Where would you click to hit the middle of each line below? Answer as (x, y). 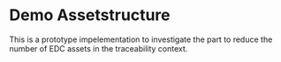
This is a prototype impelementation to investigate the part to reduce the (141, 39)
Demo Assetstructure (90, 15)
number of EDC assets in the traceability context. (99, 48)
